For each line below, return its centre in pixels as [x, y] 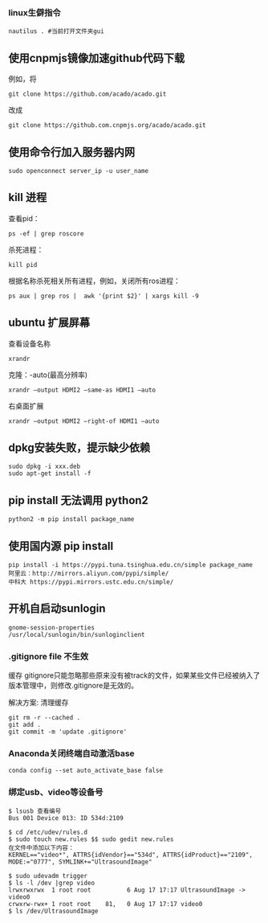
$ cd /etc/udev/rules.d [48, 832]
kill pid [23, 265]
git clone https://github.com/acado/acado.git [87, 94]
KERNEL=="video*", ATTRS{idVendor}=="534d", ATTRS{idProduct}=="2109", [130, 855]
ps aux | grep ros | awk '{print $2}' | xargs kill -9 [104, 296]
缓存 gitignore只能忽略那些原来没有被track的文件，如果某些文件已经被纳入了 [134, 675]
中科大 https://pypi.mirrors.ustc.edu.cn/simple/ [91, 582]
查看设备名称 [29, 343]
